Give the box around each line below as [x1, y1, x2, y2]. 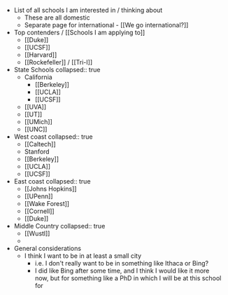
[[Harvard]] [24, 50, 57, 59]
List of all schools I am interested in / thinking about [13, 6, 163, 14]
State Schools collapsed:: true [13, 66, 101, 74]
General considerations [13, 245, 82, 252]
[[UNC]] [24, 125, 48, 133]
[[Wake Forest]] [24, 200, 70, 207]
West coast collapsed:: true [13, 132, 93, 141]
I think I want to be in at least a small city [24, 252, 142, 260]
